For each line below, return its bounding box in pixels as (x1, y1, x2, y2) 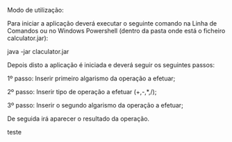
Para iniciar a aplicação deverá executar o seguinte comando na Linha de (7, 19, 217, 27)
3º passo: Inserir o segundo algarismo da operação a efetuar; (7, 101, 184, 109)
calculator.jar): (7, 34, 49, 42)
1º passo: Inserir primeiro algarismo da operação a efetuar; (7, 74, 176, 82)
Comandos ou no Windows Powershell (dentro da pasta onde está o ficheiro (7, 27, 226, 35)
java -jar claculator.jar (7, 48, 69, 55)
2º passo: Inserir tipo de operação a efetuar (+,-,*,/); (7, 88, 157, 96)
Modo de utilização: (7, 6, 64, 14)
